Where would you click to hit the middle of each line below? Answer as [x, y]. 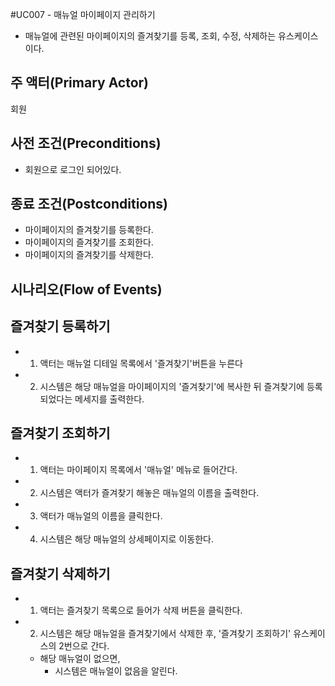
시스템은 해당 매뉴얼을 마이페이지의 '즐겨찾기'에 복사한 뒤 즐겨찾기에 [172, 386]
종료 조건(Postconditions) [89, 204]
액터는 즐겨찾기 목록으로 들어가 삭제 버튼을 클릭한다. [141, 610]
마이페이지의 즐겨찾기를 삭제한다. [89, 255]
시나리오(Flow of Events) [86, 289]
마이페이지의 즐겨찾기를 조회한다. [89, 242]
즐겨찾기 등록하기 [60, 326]
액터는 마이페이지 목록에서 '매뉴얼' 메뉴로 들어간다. [138, 470]
